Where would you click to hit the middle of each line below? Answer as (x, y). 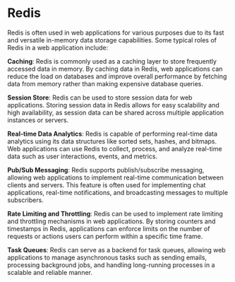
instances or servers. (38, 120)
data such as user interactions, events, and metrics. (82, 156)
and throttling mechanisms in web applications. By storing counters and (112, 221)
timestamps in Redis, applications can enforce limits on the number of (109, 228)
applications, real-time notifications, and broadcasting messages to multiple (117, 192)
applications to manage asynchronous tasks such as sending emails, (107, 257)
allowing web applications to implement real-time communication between (115, 177)
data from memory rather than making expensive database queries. (105, 83)
